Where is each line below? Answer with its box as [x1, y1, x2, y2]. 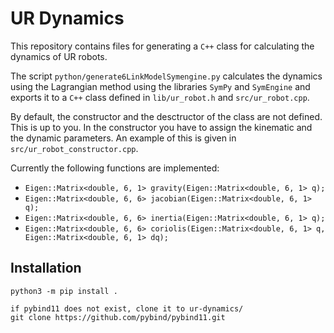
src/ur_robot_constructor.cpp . [10, 142, 139, 154]
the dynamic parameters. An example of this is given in [10, 132, 237, 144]
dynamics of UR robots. [10, 50, 108, 62]
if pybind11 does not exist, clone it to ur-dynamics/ [10, 303, 244, 314]
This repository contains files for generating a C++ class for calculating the [10, 40, 315, 52]
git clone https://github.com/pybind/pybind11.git [10, 312, 226, 322]
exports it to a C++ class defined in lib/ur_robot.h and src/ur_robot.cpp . [10, 91, 310, 103]
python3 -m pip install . [10, 286, 118, 296]
